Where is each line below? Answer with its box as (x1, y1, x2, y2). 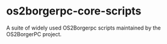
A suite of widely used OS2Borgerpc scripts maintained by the (6, 24, 161, 31)
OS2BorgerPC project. (6, 30, 62, 37)
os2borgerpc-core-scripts (6, 4, 142, 18)
